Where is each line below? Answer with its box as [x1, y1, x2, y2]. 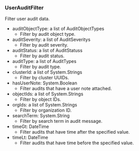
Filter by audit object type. [19, 31, 75, 37]
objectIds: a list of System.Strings [12, 91, 84, 97]
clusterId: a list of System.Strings [12, 69, 83, 75]
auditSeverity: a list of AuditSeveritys [12, 36, 91, 42]
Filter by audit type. [19, 63, 61, 70]
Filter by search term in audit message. [19, 118, 103, 124]
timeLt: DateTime [12, 135, 48, 141]
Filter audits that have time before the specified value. [19, 140, 134, 146]
